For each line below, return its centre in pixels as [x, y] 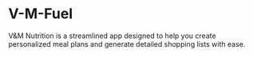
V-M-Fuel [41, 14]
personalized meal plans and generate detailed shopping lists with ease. [127, 44]
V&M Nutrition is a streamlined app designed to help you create [113, 36]
